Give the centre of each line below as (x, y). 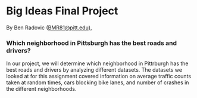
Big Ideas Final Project (62, 11)
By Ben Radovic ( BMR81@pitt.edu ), (49, 27)
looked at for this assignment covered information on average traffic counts (99, 76)
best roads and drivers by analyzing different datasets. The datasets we (94, 70)
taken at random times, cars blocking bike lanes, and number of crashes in (98, 82)
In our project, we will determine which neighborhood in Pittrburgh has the (97, 63)
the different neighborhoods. (41, 89)
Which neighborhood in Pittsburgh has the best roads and (92, 43)
